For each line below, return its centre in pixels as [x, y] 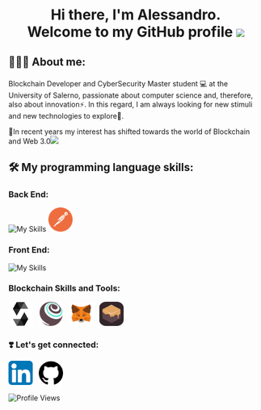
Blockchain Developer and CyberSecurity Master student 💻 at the [118, 83]
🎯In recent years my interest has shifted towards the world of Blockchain [129, 132]
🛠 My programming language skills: [101, 167]
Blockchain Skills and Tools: [65, 288]
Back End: [29, 194]
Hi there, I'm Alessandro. [136, 15]
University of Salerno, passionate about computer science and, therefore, [130, 95]
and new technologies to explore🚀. [66, 115]
